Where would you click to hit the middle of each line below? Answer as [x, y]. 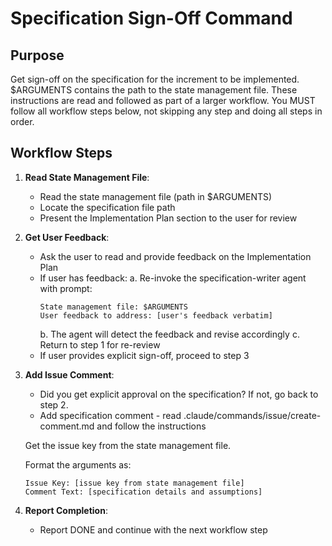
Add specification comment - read [110, 415]
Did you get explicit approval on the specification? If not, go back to [179, 394]
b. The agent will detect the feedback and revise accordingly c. [169, 334]
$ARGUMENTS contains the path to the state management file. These [154, 90]
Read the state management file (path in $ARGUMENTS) [156, 196]
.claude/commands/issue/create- [252, 415]
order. [22, 121]
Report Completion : [66, 510]
